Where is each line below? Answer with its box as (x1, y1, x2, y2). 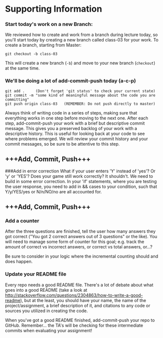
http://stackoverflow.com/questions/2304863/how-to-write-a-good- (5, 292, 143, 298)
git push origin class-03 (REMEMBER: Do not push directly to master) (5, 101, 156, 106)
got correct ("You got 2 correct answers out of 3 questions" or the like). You (5, 234, 157, 240)
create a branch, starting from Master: (5, 42, 82, 48)
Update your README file (5, 271, 67, 278)
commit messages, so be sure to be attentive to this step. (5, 141, 120, 147)
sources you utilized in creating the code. (5, 308, 88, 314)
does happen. (5, 259, 33, 264)
